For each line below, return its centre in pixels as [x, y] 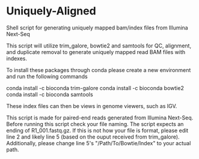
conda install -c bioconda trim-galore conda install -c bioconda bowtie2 [95, 88]
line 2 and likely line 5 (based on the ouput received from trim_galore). [93, 137]
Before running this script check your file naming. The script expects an [95, 124]
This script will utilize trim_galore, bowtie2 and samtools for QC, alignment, [99, 46]
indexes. [17, 58]
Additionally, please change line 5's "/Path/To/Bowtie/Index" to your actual [99, 143]
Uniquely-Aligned [51, 11]
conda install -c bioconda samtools [50, 94]
